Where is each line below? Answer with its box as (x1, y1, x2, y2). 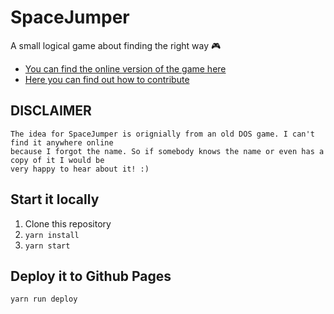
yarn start (24, 241, 71, 251)
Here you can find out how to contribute (24, 73, 190, 85)
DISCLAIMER (10, 102, 92, 120)
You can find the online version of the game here (24, 62, 227, 75)
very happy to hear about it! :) (10, 164, 150, 174)
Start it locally (10, 191, 100, 208)
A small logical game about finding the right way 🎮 (10, 39, 222, 51)
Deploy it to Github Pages (10, 267, 172, 285)
